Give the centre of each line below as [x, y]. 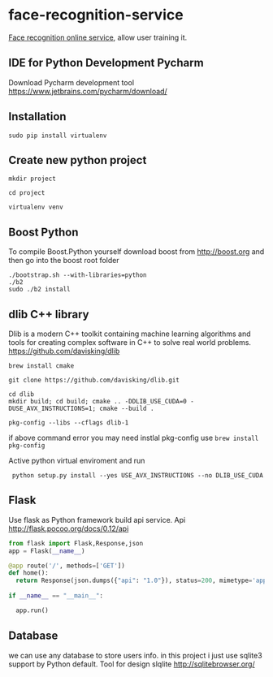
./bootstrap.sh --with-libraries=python [78, 275]
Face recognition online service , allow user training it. [98, 37]
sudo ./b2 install [39, 290]
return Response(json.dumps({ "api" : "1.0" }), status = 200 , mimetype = [134, 581]
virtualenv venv [36, 207]
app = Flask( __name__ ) [47, 551]
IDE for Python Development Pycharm [106, 63]
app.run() [32, 610]
